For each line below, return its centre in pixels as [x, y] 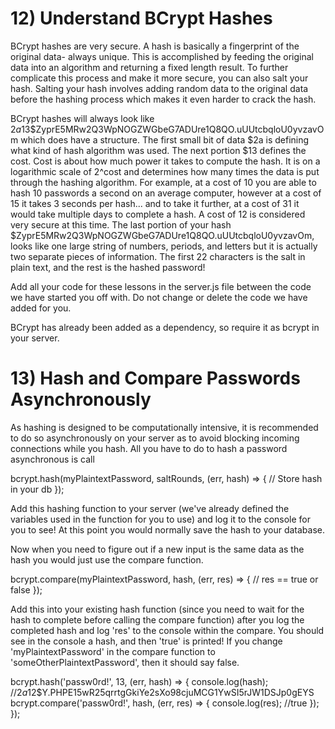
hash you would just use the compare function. [107, 559]
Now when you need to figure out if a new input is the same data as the [157, 549]
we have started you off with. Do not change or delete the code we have [159, 297]
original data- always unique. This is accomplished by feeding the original [162, 56]
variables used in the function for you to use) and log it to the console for [161, 519]
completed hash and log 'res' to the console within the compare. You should [167, 630]
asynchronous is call [52, 459]
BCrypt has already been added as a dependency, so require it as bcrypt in [165, 327]
